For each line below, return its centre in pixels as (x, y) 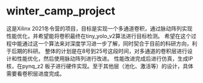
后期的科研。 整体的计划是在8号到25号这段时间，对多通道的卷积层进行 (99, 51)
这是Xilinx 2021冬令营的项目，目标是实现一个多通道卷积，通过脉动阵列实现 (99, 28)
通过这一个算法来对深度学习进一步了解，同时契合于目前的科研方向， (107, 43)
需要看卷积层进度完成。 (35, 73)
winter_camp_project (61, 11)
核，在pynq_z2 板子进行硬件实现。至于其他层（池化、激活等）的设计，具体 (100, 66)
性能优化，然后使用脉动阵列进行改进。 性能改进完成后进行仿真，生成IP (105, 58)
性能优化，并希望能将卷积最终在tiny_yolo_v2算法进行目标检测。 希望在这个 (99, 36)
